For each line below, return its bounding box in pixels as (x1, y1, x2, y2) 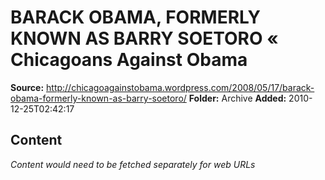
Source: (10, 81, 45, 93)
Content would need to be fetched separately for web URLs (10, 158, 256, 170)
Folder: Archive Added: (188, 92, 287, 104)
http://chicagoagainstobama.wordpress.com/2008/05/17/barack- (46, 81, 315, 93)
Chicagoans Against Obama (10, 49, 248, 71)
